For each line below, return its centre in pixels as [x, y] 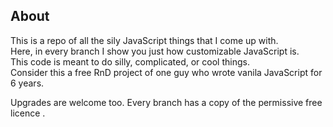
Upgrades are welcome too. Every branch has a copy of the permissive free [166, 102]
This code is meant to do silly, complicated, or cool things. [130, 61]
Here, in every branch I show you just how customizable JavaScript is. [155, 51]
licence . [28, 113]
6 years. [27, 83]
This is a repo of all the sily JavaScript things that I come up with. [144, 40]
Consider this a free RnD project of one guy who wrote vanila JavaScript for [166, 72]
